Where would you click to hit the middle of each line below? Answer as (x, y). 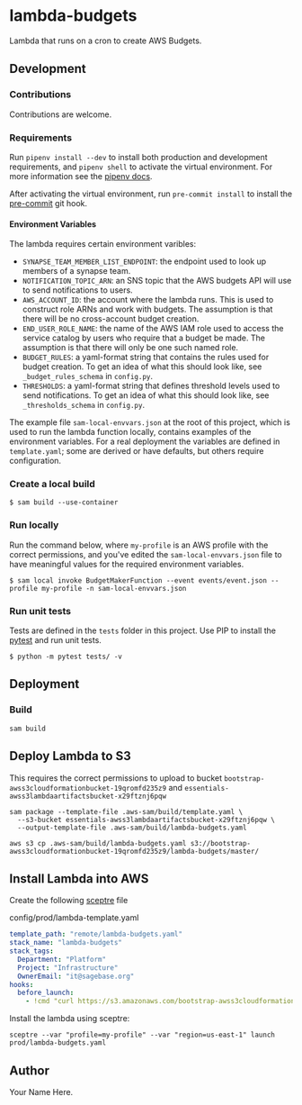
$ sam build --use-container (64, 503)
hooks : (22, 984)
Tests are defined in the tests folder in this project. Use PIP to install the (143, 630)
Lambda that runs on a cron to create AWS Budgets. (106, 41)
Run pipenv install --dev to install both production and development (138, 157)
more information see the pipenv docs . (81, 176)
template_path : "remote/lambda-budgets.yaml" (96, 934)
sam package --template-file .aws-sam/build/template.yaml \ (126, 811)
